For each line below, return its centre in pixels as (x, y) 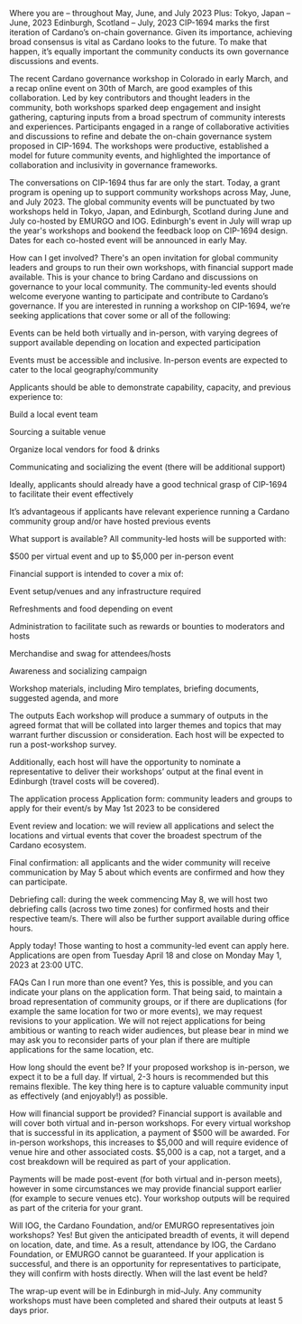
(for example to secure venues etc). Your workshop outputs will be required (150, 1198)
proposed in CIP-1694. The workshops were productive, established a (139, 146)
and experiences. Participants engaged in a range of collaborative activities (150, 127)
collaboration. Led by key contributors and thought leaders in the (130, 98)
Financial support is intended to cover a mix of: (96, 574)
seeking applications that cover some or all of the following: (120, 315)
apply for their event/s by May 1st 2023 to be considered (114, 808)
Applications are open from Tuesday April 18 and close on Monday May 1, (146, 955)
